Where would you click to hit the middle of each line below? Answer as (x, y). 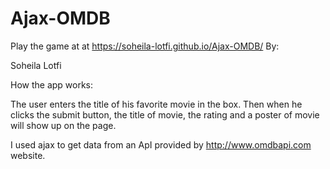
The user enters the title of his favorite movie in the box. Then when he (156, 104)
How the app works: (52, 84)
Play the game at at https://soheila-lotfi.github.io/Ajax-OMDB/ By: (145, 46)
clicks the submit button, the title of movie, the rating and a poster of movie (165, 114)
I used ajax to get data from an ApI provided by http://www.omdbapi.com (161, 144)
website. (28, 155)
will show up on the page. (63, 125)
